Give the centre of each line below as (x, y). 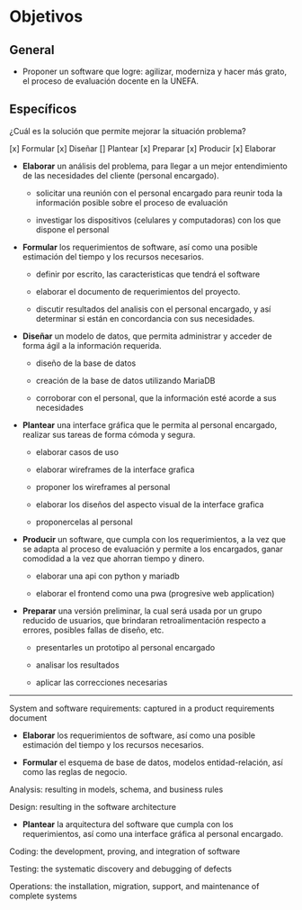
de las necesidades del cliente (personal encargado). (120, 175)
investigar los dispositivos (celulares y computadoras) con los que (158, 220)
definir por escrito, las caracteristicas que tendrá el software (148, 274)
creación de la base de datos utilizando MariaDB (125, 380)
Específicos (43, 109)
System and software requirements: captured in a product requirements (142, 708)
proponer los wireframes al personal (103, 487)
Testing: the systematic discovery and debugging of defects (120, 869)
